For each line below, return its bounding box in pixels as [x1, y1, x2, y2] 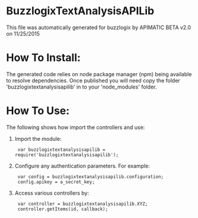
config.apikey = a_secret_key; [17, 179, 95, 185]
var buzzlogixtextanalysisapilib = [17, 147, 106, 153]
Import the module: [14, 135, 62, 142]
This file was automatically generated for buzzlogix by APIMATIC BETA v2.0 [6, 24, 191, 31]
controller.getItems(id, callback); [17, 206, 108, 212]
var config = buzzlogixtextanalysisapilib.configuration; [17, 173, 164, 179]
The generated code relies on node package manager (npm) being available [6, 70, 192, 78]
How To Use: [6, 104, 70, 118]
